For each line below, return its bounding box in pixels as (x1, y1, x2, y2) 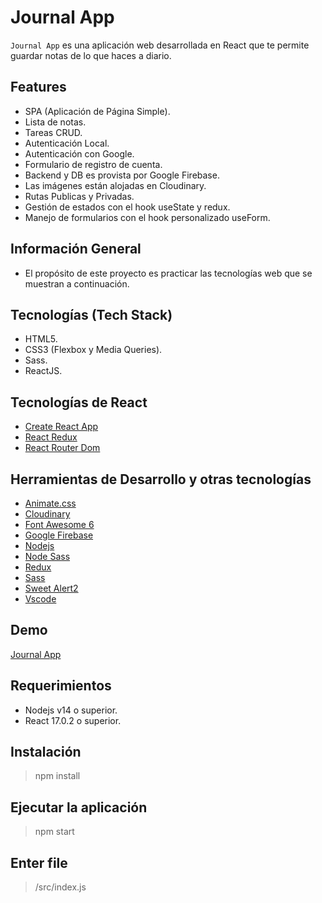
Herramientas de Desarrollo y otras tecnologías (10, 471, 312, 488)
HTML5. (24, 333, 58, 345)
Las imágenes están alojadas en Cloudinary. (24, 179, 207, 191)
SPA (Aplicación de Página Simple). (24, 105, 171, 117)
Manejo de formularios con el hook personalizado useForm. (24, 211, 271, 223)
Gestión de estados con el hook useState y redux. (24, 201, 231, 213)
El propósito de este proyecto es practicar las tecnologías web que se (24, 267, 313, 279)
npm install (34, 770, 81, 782)
